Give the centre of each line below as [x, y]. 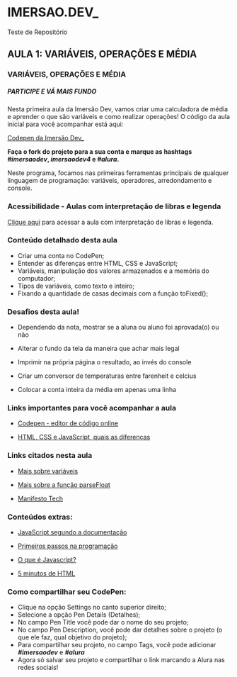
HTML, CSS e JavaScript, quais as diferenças [84, 437]
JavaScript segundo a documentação [72, 532]
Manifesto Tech [40, 498]
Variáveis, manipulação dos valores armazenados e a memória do [114, 271]
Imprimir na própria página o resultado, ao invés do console [104, 362]
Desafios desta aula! [44, 311]
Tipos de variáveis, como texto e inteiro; [76, 286]
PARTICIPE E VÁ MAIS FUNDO [52, 91]
